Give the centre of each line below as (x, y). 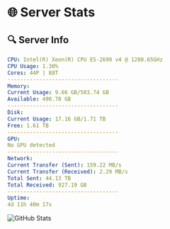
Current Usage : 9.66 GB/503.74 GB (58, 93)
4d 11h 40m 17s (30, 205)
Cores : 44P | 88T (33, 73)
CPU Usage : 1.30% (33, 66)
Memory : (19, 86)
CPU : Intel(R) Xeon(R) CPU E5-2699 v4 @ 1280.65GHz (85, 60)
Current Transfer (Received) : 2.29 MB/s (68, 172)
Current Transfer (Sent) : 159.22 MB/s (64, 165)
